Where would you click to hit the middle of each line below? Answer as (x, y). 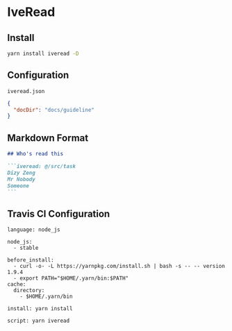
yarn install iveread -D (43, 53)
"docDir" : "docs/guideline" (54, 110)
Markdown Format (48, 138)
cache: (17, 285)
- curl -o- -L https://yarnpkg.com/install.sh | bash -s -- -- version (119, 266)
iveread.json (26, 91)
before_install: (31, 260)
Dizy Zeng (22, 173)
